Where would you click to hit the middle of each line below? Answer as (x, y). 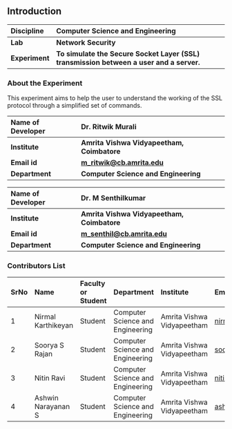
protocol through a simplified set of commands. (75, 106)
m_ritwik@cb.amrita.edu (122, 163)
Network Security (86, 42)
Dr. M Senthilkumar (113, 198)
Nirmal (45, 317)
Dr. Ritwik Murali (108, 127)
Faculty (93, 284)
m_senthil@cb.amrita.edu (124, 234)
